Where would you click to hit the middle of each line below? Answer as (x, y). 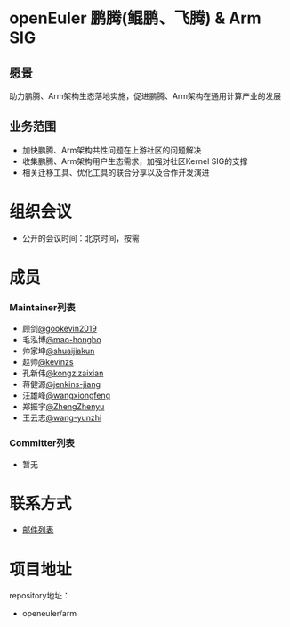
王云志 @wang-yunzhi (62, 418)
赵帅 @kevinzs (48, 362)
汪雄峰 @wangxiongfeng (66, 396)
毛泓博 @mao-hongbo (61, 340)
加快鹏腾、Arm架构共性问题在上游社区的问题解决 (112, 150)
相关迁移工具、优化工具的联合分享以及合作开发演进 (116, 172)
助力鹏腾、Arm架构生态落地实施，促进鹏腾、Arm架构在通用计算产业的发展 (145, 96)
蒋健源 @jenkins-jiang (61, 384)
